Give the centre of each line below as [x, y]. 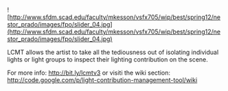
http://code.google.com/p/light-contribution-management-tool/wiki [102, 80]
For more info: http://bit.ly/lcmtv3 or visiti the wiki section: [89, 73]
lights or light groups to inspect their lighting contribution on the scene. [107, 60]
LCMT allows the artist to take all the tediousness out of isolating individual [113, 52]
